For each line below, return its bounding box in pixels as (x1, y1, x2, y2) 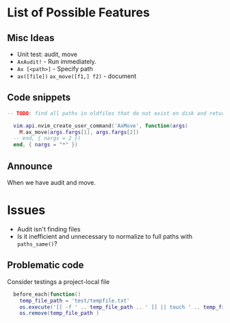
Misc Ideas (7, 32, 55, 44)
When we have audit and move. (7, 179, 96, 186)
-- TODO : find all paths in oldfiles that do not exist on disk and (7, 109, 207, 117)
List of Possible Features (7, 5, 151, 21)
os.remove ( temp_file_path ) (19, 310, 99, 317)
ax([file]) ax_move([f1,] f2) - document (16, 72, 137, 80)
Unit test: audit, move (16, 50, 77, 58)
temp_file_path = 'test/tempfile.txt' (19, 297, 130, 304)
